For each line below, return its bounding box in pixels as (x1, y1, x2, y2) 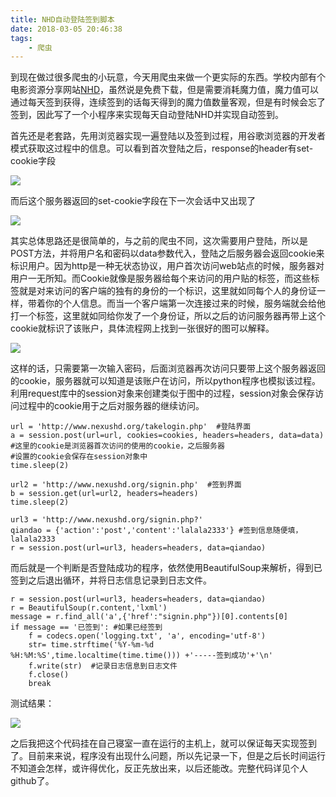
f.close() (28, 670, 70, 680)
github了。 (10, 775, 55, 787)
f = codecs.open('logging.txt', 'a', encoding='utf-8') (28, 631, 267, 641)
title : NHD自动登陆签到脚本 (10, 14, 115, 25)
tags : (10, 33, 33, 43)
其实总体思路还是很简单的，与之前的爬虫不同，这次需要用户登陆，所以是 (10, 235, 308, 247)
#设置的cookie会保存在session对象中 (10, 452, 148, 462)
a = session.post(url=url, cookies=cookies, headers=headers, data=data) (10, 431, 325, 441)
